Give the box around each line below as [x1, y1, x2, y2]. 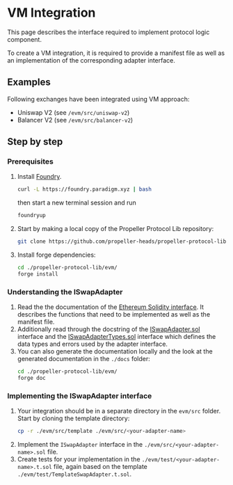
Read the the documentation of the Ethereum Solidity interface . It [17, 303, 204, 311]
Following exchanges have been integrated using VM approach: [7, 95, 190, 103]
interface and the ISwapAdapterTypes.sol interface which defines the [17, 333, 216, 341]
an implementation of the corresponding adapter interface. [7, 56, 176, 64]
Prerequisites [7, 157, 54, 166]
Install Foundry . [17, 173, 62, 181]
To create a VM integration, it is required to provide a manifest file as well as [7, 49, 225, 57]
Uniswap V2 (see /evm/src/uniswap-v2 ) [17, 108, 130, 116]
